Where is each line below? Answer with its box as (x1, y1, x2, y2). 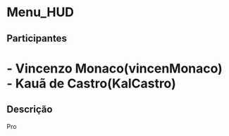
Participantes (6, 32, 68, 44)
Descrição (6, 104, 53, 116)
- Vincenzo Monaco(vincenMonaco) (6, 61, 223, 76)
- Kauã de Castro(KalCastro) (6, 75, 177, 92)
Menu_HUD (6, 4, 75, 20)
